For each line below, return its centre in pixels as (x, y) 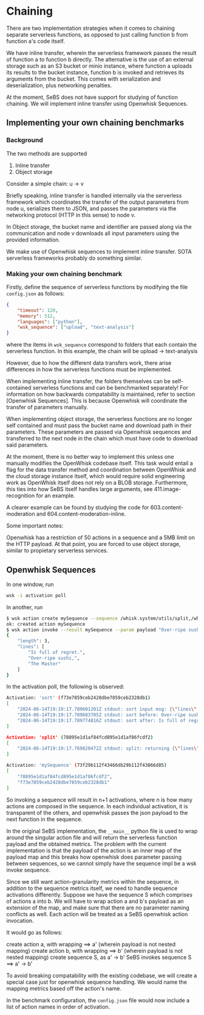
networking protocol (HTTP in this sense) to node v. (71, 215)
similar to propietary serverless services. (57, 551)
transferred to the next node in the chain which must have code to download (102, 439)
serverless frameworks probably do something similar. (74, 258)
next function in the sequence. (45, 819)
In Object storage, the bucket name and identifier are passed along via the (99, 226)
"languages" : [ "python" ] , (50, 321)
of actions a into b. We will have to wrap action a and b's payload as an (95, 901)
